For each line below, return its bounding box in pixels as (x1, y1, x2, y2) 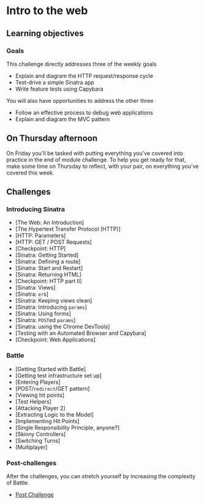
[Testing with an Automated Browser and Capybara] (15, 329, 147, 337)
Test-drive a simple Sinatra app (15, 78, 95, 86)
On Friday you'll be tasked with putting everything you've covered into (6, 149, 184, 157)
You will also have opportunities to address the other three (6, 97, 154, 104)
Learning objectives (6, 28, 84, 39)
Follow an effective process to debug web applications (15, 108, 154, 116)
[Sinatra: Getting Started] (15, 252, 79, 259)
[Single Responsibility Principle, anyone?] (15, 424, 120, 431)
